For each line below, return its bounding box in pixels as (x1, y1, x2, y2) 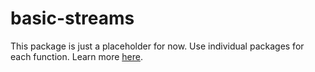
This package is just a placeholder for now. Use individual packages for (10, 40, 305, 52)
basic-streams (10, 7, 135, 30)
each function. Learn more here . (10, 50, 143, 62)
